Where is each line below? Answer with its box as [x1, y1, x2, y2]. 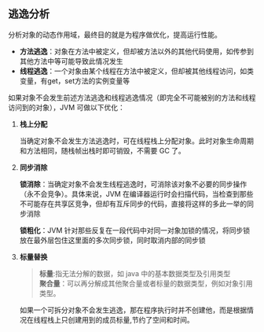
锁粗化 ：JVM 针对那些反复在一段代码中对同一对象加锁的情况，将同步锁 [19, 225, 251, 234]
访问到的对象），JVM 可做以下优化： [8, 102, 126, 112]
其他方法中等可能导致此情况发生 [19, 56, 123, 65]
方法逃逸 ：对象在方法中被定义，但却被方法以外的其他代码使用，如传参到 [19, 46, 254, 56]
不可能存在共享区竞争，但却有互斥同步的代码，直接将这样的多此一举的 [19, 199, 247, 208]
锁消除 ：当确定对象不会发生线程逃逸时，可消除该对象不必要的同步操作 [19, 179, 247, 189]
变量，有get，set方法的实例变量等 [19, 76, 130, 85]
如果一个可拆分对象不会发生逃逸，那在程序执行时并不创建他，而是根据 [19, 305, 247, 315]
